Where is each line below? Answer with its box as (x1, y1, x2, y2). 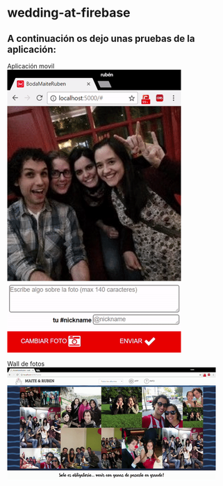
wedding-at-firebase (7, 5, 131, 21)
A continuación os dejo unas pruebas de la (7, 33, 195, 45)
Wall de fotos (7, 360, 45, 368)
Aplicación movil (7, 62, 55, 70)
